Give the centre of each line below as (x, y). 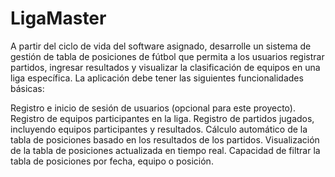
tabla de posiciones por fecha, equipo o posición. (112, 161)
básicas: (27, 88)
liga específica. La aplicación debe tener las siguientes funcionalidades (157, 78)
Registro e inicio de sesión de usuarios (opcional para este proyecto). (153, 108)
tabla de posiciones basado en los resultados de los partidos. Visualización (165, 139)
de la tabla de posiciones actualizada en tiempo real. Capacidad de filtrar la (165, 150)
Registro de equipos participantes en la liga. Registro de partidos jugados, (162, 118)
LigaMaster (58, 18)
